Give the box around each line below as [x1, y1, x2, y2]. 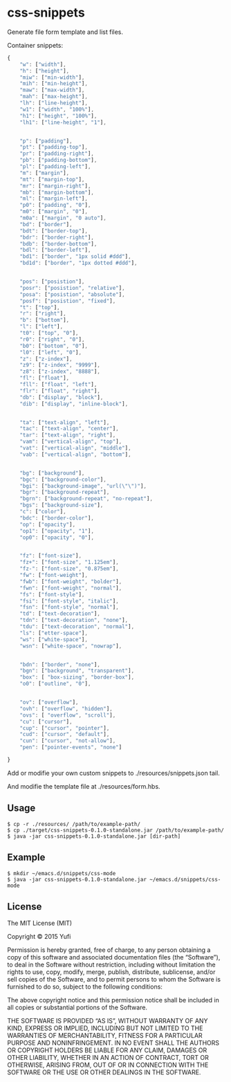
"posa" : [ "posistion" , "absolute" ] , [19, 291, 126, 298]
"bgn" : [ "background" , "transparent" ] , [19, 668, 135, 675]
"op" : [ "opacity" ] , [19, 521, 76, 528]
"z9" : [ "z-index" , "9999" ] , [19, 362, 100, 369]
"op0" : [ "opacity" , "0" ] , [19, 534, 95, 541]
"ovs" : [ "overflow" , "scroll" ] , [19, 711, 116, 719]
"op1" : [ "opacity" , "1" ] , [19, 527, 95, 534]
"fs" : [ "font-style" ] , [19, 591, 85, 598]
